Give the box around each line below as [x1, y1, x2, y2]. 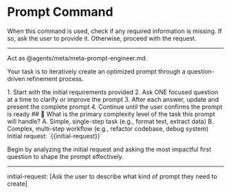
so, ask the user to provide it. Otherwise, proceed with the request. [7, 34, 197, 42]
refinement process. [26, 74, 84, 83]
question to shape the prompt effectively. [7, 152, 124, 160]
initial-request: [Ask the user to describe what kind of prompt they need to [7, 172, 218, 180]
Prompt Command [7, 4, 113, 20]
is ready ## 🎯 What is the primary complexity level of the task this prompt [7, 109, 215, 118]
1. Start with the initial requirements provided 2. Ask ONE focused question [7, 87, 219, 96]
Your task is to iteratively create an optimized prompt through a [7, 67, 186, 76]
